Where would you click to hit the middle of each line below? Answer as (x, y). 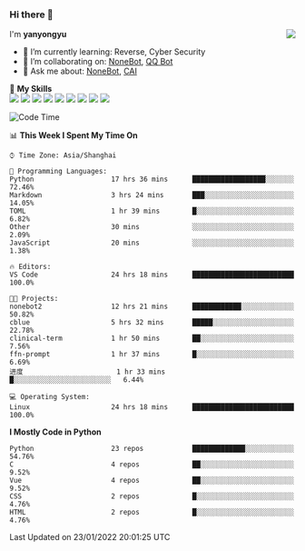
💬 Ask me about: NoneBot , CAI (80, 71)
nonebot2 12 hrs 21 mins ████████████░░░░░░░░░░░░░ (152, 307)
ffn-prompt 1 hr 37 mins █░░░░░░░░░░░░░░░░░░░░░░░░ (152, 355)
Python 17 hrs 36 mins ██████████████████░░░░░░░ (152, 180)
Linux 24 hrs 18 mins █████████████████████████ (152, 407)
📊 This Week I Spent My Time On (74, 135)
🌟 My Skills (31, 89)
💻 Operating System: (50, 397)
